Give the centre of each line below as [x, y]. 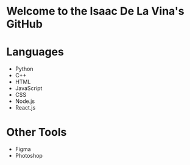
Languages [35, 52]
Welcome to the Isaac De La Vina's [95, 11]
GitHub [24, 24]
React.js [25, 108]
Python [24, 69]
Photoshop [29, 156]
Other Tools [37, 132]
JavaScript [29, 88]
